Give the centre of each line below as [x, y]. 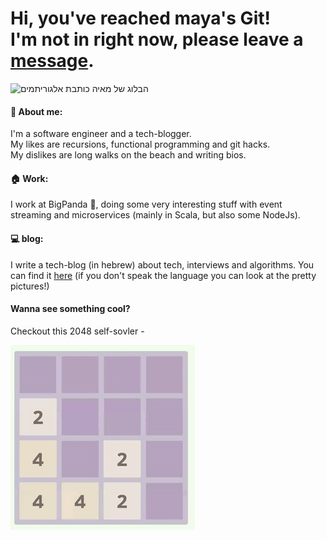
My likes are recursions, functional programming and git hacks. [140, 144]
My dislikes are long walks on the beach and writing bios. [128, 155]
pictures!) [30, 286]
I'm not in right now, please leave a [157, 39]
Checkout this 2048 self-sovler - [77, 331]
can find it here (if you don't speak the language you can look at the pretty [163, 275]
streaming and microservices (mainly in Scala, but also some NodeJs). [155, 215]
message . [52, 61]
